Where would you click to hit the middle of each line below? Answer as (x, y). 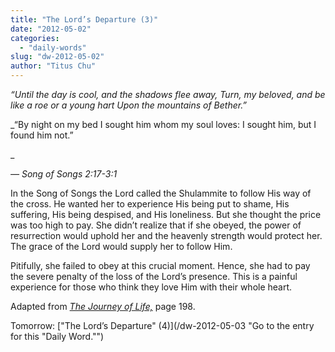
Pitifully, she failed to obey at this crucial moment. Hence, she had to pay (160, 265)
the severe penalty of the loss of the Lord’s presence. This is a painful (154, 276)
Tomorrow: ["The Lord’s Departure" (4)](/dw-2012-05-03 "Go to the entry (162, 325)
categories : (35, 38)
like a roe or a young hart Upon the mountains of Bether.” (129, 105)
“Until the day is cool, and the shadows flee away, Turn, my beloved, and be (168, 94)
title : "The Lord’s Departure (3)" (84, 19)
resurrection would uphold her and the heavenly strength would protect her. (166, 235)
